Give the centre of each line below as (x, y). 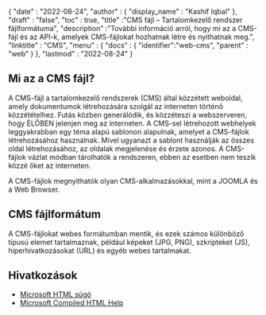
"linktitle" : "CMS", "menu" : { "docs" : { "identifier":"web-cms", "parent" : (128, 45)
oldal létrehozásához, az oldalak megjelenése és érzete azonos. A (116, 148)
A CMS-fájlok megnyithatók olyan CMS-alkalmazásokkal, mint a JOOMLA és (133, 181)
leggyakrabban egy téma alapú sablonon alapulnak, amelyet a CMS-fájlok (129, 131)
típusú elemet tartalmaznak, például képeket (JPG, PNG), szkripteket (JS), (129, 242)
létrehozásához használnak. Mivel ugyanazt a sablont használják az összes (131, 140)
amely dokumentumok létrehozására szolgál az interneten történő (116, 106)
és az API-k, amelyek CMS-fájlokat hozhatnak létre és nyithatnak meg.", (137, 37)
